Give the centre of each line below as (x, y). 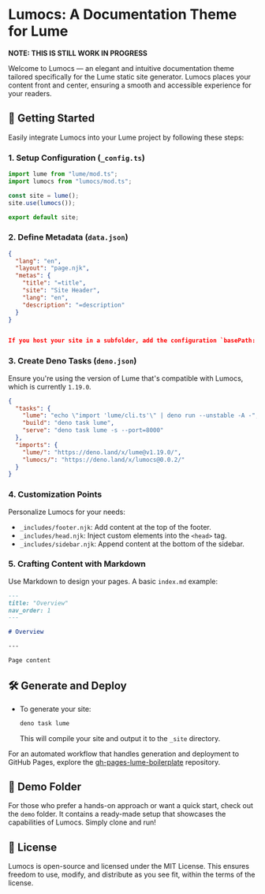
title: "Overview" (38, 603)
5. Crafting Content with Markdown (77, 564)
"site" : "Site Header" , (62, 291)
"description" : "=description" (74, 305)
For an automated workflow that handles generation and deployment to (123, 754)
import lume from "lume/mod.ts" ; (63, 174)
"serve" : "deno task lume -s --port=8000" (93, 430)
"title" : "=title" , (54, 283)
